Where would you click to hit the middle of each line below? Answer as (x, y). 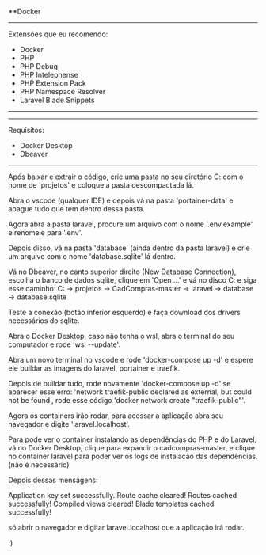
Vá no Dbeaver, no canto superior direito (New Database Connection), (122, 272)
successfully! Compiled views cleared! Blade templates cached (111, 504)
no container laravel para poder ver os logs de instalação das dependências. (133, 456)
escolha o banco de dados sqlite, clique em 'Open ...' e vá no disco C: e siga (133, 280)
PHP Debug (38, 66)
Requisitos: (27, 130)
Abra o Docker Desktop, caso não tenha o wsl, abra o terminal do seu (122, 336)
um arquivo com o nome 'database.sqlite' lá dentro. (92, 256)
